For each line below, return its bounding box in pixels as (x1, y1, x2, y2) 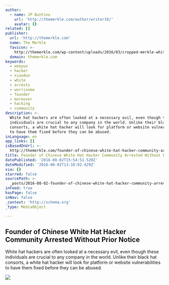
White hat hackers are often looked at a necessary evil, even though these (5, 249, 159, 255)
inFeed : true (5, 186, 33, 191)
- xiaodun (10, 73, 30, 78)
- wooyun (10, 64, 28, 69)
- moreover (10, 96, 33, 101)
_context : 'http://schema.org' (5, 200, 71, 205)
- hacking (10, 101, 30, 106)
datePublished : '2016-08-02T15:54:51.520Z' (5, 157, 98, 162)
